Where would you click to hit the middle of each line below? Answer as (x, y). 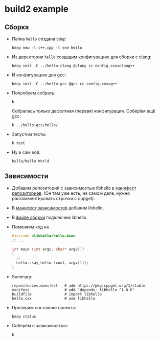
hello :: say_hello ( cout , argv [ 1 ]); (53, 263)
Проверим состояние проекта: (44, 307)
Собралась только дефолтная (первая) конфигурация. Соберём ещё (83, 111)
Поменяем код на (30, 227)
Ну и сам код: (26, 152)
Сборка (17, 27)
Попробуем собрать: (34, 93)
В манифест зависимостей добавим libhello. (58, 208)
